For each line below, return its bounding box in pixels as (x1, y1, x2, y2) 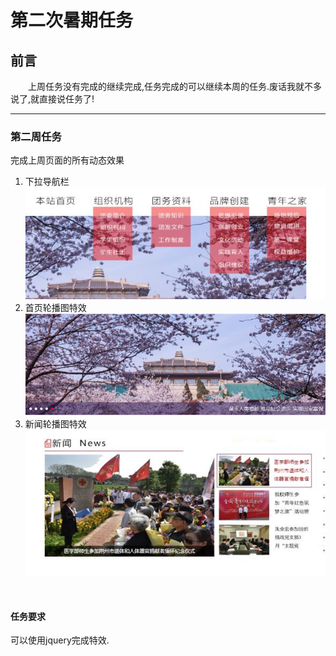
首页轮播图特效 (24, 302, 87, 314)
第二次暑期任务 (10, 9, 134, 32)
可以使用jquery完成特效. (10, 634, 110, 646)
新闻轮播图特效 (24, 418, 87, 430)
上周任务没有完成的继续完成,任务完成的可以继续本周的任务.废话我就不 (28, 81, 314, 92)
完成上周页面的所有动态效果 (10, 154, 125, 166)
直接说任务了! (39, 93, 95, 105)
